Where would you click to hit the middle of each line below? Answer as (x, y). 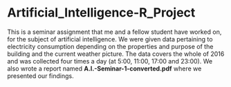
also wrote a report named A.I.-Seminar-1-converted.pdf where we (104, 68)
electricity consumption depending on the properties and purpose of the (110, 46)
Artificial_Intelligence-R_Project (101, 13)
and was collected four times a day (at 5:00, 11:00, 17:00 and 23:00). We (110, 61)
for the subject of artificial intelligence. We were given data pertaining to (110, 39)
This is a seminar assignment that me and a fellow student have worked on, (114, 32)
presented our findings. (40, 76)
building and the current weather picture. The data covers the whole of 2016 (116, 54)
